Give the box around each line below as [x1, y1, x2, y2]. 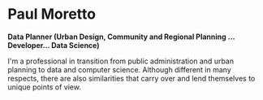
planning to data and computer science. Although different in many [7, 64, 232, 74]
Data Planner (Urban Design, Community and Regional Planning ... [7, 32, 235, 41]
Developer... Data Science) [7, 40, 100, 50]
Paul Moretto [7, 5, 97, 24]
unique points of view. [7, 82, 82, 92]
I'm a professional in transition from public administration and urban [7, 56, 235, 66]
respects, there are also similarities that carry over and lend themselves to [7, 73, 256, 83]
